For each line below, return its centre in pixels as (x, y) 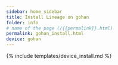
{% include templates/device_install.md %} (59, 56)
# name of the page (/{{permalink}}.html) (60, 28)
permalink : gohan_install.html (45, 34)
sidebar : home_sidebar (34, 12)
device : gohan (24, 39)
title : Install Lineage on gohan (48, 17)
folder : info (22, 22)
